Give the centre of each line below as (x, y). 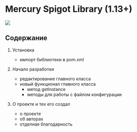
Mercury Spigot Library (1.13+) (69, 9)
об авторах (31, 119)
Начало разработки (33, 69)
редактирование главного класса (55, 79)
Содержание (26, 38)
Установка (23, 50)
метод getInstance (46, 89)
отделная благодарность (46, 124)
